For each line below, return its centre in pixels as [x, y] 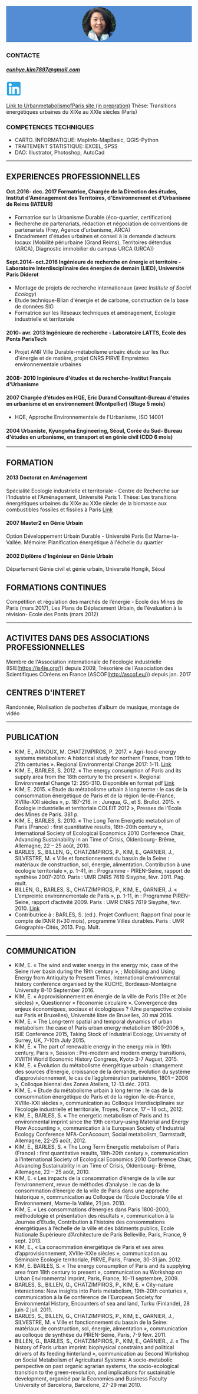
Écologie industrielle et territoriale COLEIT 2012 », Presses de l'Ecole [98, 808]
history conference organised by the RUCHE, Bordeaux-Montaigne [95, 984]
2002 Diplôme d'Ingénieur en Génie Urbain [60, 556]
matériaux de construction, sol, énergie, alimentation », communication [101, 1329]
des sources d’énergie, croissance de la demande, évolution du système [102, 1072]
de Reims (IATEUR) [29, 204]
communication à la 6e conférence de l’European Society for [88, 1297]
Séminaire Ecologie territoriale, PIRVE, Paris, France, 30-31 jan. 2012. [98, 1260]
